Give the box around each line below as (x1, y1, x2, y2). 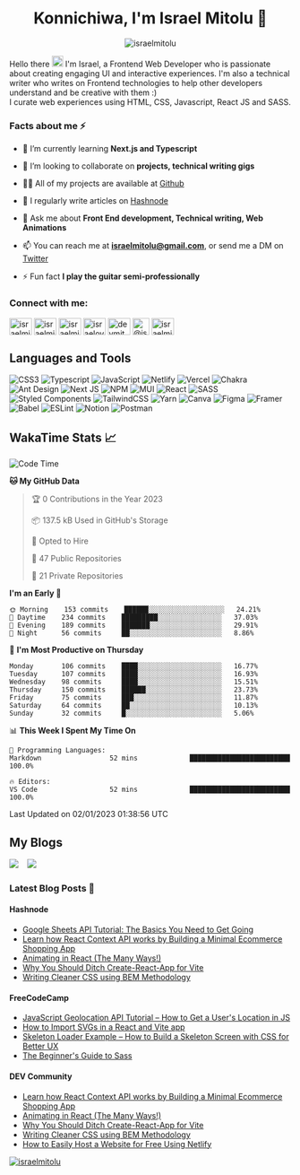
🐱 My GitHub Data (9, 475, 81, 487)
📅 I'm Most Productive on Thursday (9, 645, 144, 656)
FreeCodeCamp (9, 992, 70, 1003)
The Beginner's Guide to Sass (21, 1050, 133, 1061)
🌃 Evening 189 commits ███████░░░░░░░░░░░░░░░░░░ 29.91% (9, 621, 258, 631)
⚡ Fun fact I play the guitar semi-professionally (21, 271, 200, 282)
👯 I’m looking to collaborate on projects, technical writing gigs (21, 161, 255, 171)
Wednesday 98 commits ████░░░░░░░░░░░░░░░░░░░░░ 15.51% (9, 677, 258, 687)
